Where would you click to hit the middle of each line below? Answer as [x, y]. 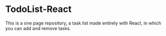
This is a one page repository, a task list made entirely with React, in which [83, 23]
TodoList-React [39, 9]
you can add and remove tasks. [38, 28]
